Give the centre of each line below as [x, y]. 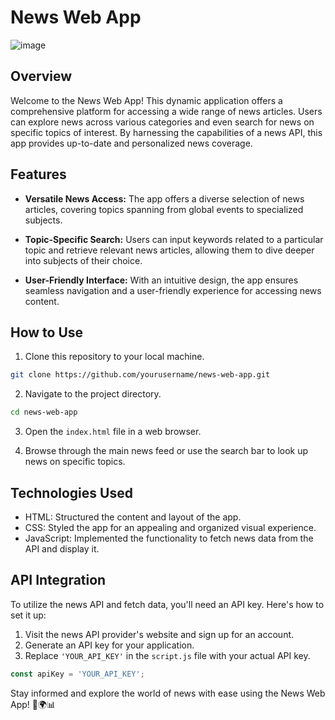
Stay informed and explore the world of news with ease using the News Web [168, 693]
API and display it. [62, 548]
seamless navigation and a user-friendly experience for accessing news [173, 290]
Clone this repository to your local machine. [114, 357]
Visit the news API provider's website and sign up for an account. [159, 634]
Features [38, 174]
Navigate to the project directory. [93, 394]
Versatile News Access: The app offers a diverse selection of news [164, 198]
